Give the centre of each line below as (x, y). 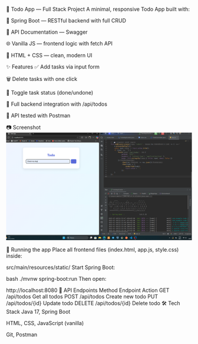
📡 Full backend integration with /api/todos (57, 104)
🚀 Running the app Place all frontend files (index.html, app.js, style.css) (93, 250)
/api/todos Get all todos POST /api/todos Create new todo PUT (82, 297)
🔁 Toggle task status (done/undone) (50, 93)
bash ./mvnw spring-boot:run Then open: (56, 279)
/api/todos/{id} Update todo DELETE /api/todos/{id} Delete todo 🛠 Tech (93, 303)
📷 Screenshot (24, 127)
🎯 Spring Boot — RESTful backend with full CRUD (66, 20)
